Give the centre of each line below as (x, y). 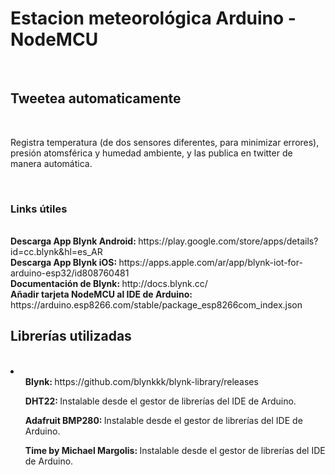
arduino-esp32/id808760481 (70, 273)
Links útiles (39, 209)
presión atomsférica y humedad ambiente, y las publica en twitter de (151, 153)
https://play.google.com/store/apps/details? (228, 241)
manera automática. (51, 163)
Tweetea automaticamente (96, 98)
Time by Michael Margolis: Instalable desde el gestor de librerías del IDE (175, 450)
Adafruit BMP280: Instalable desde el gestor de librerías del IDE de (163, 420)
